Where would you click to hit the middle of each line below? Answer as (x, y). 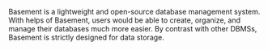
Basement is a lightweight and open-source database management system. (134, 12)
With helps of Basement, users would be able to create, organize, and (125, 20)
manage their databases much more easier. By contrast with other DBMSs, (133, 29)
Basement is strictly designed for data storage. (86, 37)
